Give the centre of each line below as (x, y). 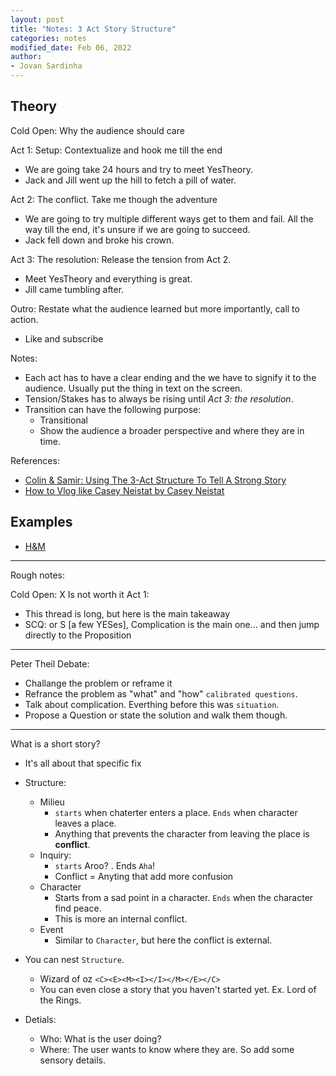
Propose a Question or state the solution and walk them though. (156, 715)
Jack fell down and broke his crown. (99, 240)
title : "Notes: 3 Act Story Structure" (93, 29)
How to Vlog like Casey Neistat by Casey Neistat (124, 490)
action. (24, 319)
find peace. (78, 908)
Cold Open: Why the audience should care (97, 130)
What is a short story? (55, 743)
